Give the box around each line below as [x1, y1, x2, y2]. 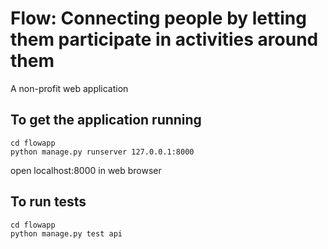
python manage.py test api [10, 228, 123, 239]
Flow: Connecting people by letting [10, 7, 307, 30]
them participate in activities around [10, 28, 319, 51]
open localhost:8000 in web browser [10, 164, 162, 176]
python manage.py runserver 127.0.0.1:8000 [10, 147, 195, 157]
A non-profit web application [10, 82, 129, 94]
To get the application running [10, 112, 202, 129]
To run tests [10, 193, 87, 211]
